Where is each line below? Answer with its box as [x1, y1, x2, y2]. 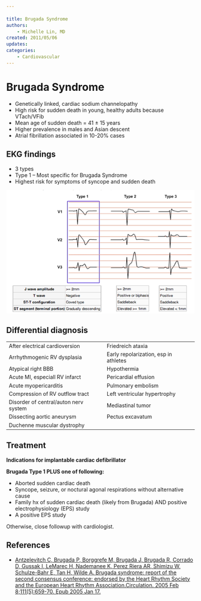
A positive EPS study [14, 511, 66, 518]
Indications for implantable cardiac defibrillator [6, 456, 126, 463]
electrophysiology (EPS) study [14, 505, 90, 512]
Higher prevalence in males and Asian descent [14, 126, 130, 133]
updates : [6, 41, 28, 47]
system [8, 405, 27, 412]
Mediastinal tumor [106, 401, 151, 409]
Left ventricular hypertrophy [106, 390, 176, 397]
